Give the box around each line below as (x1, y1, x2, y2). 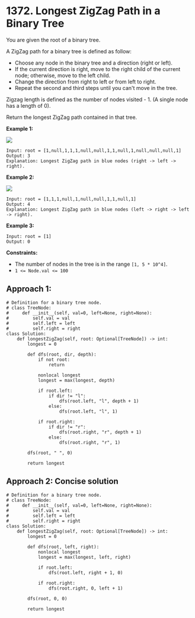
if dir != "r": (48, 424, 86, 430)
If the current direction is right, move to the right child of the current (14, 65, 181, 72)
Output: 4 (6, 201, 31, 207)
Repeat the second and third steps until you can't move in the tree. (14, 84, 178, 91)
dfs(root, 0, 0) (27, 596, 68, 601)
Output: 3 (6, 153, 31, 159)
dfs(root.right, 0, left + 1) (48, 585, 123, 591)
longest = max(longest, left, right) (37, 554, 132, 560)
